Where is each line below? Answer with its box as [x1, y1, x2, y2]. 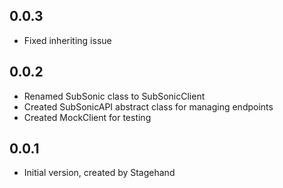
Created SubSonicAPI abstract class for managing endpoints [23, 100, 274, 113]
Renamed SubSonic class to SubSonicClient [23, 90, 206, 102]
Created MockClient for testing [23, 111, 152, 123]
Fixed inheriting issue [23, 34, 112, 46]
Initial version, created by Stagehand [23, 167, 176, 179]
